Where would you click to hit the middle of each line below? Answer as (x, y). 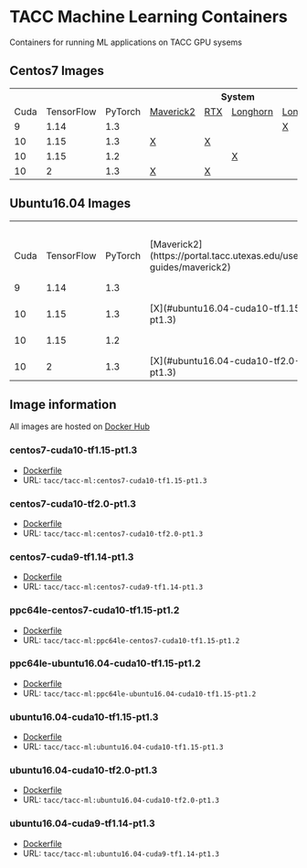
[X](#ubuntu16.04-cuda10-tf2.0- (225, 360)
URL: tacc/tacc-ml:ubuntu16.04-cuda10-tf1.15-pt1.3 (123, 746)
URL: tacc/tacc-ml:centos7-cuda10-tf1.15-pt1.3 (115, 480)
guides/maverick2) (190, 267)
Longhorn (253, 112)
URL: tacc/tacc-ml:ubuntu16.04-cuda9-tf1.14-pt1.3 (121, 853)
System (238, 96)
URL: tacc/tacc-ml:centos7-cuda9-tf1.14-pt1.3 (113, 586)
